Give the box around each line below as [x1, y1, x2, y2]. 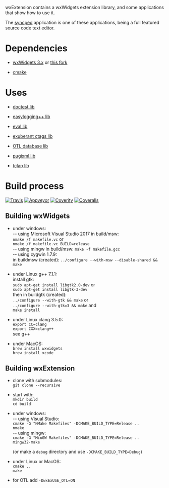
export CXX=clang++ [12, 326, 54, 331]
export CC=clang [12, 322, 47, 327]
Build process [5, 180, 64, 192]
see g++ [12, 330, 30, 336]
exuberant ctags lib [12, 133, 53, 139]
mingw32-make [12, 440, 40, 445]
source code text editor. [5, 25, 55, 31]
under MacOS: [12, 341, 43, 347]
